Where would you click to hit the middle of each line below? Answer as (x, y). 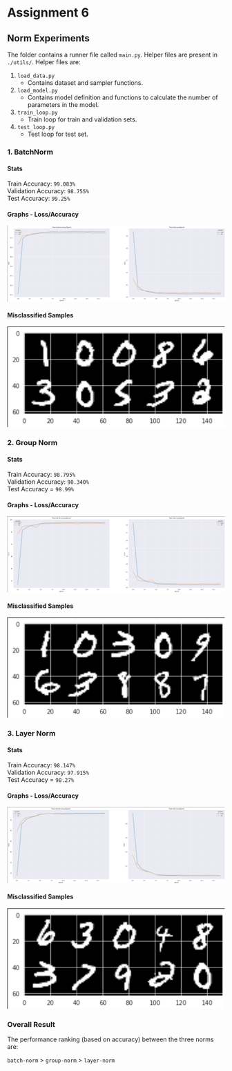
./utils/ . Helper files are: (44, 62)
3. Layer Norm (31, 734)
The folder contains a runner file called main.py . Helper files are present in (113, 55)
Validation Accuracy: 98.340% (48, 482)
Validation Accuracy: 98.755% (48, 191)
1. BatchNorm (30, 152)
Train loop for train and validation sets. (82, 119)
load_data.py (36, 76)
